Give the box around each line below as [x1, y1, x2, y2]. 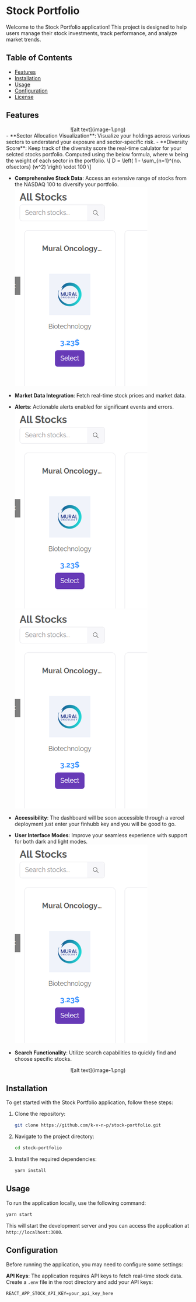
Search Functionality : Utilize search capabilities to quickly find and [14, 1049, 177, 1056]
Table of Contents [6, 53, 73, 63]
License [14, 93, 34, 100]
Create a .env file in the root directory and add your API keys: [6, 1278, 153, 1286]
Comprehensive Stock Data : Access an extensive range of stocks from [14, 174, 187, 181]
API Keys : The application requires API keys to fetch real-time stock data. [6, 1272, 183, 1279]
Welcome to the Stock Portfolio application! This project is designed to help [6, 23, 187, 30]
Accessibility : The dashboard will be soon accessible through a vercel [14, 814, 185, 821]
